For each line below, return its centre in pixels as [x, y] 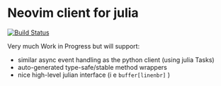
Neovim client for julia [73, 13]
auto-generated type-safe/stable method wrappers [92, 67]
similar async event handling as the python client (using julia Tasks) [116, 60]
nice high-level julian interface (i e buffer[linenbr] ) [94, 75]
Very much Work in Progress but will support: [74, 46]
